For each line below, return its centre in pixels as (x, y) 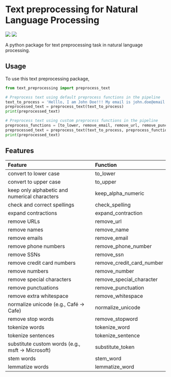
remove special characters (40, 280)
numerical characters (33, 196)
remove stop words (31, 319)
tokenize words (26, 328)
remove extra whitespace (38, 296)
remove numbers (28, 271)
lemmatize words (28, 367)
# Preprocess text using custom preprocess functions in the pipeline (82, 121)
